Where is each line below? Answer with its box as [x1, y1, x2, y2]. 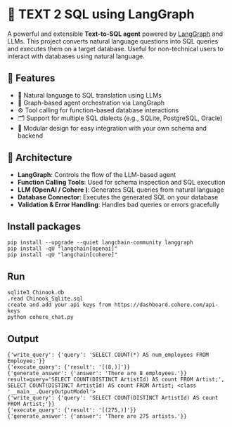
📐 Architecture [7, 152, 72, 164]
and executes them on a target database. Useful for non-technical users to [7, 44, 224, 53]
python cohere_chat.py [7, 314, 74, 321]
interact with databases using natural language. [7, 52, 146, 60]
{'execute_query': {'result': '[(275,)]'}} [7, 407, 137, 414]
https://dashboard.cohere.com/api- [114, 301, 219, 308]
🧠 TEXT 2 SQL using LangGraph [7, 6, 195, 22]
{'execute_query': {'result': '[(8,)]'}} [7, 364, 131, 371]
